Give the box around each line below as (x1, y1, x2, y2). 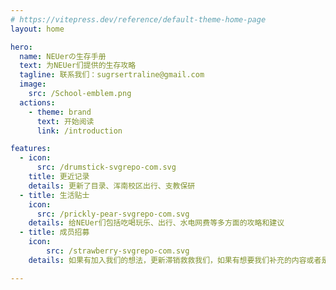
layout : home (10, 24, 65, 34)
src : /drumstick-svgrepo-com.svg (36, 162, 177, 173)
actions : (19, 97, 56, 108)
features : (10, 144, 52, 154)
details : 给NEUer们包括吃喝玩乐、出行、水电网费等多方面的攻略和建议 (28, 218, 285, 228)
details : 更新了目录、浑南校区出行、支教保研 (28, 181, 196, 191)
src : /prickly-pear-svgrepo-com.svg (36, 209, 190, 219)
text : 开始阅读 (36, 116, 95, 126)
